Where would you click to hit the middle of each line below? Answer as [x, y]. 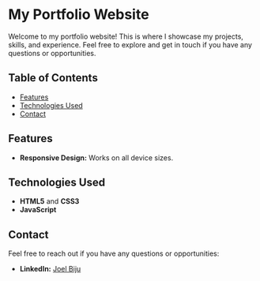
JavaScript [38, 210]
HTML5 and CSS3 [49, 201]
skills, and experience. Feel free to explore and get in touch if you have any [130, 44]
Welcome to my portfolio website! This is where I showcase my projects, [126, 36]
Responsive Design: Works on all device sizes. [96, 157]
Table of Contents [53, 78]
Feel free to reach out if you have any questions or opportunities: [114, 253]
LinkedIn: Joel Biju [50, 269]
